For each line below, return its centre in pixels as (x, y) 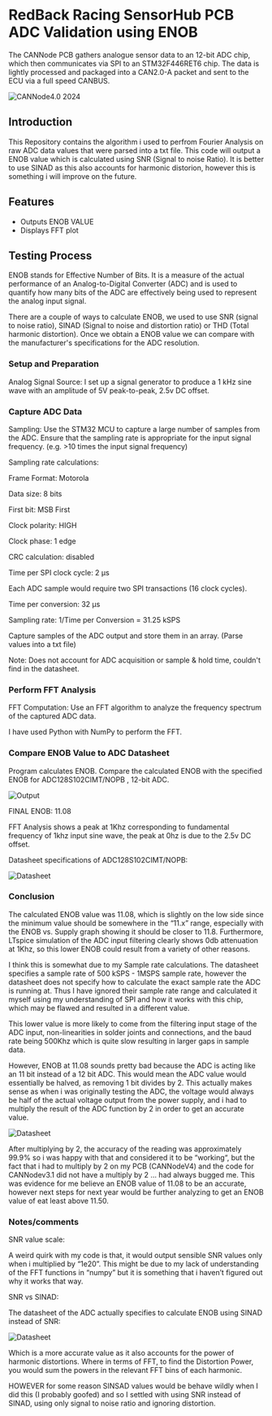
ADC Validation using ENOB (104, 32)
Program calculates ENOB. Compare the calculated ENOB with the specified (135, 771)
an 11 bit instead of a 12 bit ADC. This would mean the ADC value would (127, 1074)
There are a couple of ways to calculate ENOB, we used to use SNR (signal (133, 317)
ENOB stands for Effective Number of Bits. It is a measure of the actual (127, 275)
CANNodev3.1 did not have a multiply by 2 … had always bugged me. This (132, 1174)
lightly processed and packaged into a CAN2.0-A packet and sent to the (129, 72)
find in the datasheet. (44, 668)
